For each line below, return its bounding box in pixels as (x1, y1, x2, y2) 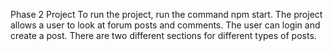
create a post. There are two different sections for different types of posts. (10, 30, 317, 41)
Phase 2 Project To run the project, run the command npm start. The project (10, 9, 323, 20)
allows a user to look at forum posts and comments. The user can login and (10, 19, 321, 31)
